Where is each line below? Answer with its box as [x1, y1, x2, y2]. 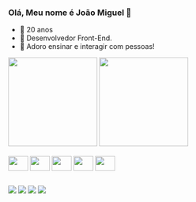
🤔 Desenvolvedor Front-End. [19, 33, 112, 43]
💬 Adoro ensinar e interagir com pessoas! [19, 42, 156, 51]
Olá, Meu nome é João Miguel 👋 [8, 7, 132, 18]
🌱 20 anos [19, 25, 54, 35]
